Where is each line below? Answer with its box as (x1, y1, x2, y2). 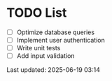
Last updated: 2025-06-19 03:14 (6, 66, 101, 74)
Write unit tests (16, 44, 61, 52)
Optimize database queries (16, 28, 95, 36)
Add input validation (16, 52, 75, 60)
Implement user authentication (16, 36, 106, 44)
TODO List (6, 5, 67, 21)
